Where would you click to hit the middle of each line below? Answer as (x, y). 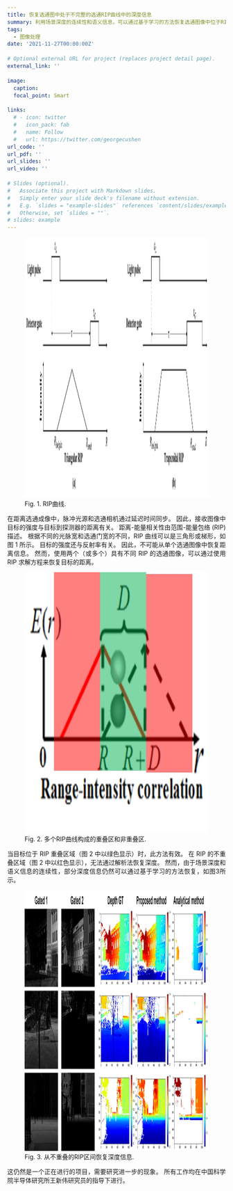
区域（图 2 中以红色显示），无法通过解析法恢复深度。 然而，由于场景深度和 (120, 863)
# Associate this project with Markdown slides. (82, 191)
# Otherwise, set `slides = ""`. (59, 213)
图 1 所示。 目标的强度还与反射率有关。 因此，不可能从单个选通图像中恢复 (113, 545)
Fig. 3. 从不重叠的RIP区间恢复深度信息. (79, 1157)
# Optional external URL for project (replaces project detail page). (111, 59)
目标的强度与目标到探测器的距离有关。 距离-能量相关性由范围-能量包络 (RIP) (116, 527)
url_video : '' (28, 169)
